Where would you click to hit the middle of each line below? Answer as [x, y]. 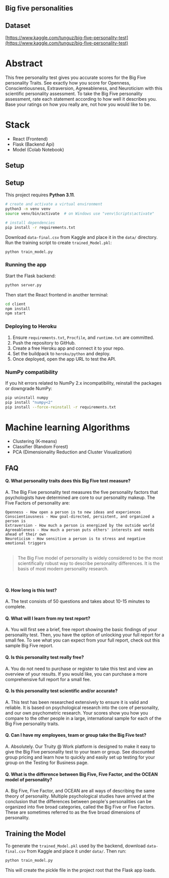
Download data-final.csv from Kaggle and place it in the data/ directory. [81, 237]
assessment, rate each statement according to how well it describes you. [81, 99]
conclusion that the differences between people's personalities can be [78, 802]
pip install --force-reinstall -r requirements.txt [61, 407]
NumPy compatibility [32, 372]
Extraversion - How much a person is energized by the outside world [80, 526]
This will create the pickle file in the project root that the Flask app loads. [81, 870]
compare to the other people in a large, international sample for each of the [83, 718]
